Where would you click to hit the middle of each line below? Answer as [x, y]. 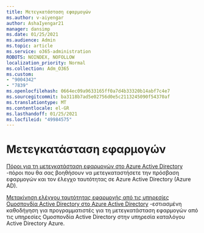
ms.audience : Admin [31, 40]
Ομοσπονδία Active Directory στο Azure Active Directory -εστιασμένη [94, 204]
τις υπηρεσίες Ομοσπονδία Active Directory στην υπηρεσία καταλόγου [96, 217]
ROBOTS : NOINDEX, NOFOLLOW [40, 57]
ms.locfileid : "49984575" [39, 119]
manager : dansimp [28, 29]
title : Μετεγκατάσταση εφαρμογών [49, 12]
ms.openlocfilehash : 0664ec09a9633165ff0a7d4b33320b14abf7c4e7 [88, 91]
